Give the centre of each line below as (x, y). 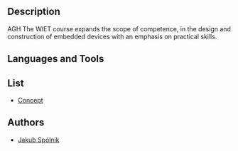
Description (34, 12)
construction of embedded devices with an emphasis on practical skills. (112, 36)
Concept (31, 100)
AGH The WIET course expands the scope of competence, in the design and (119, 28)
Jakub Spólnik (38, 140)
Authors (26, 123)
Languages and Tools (56, 59)
